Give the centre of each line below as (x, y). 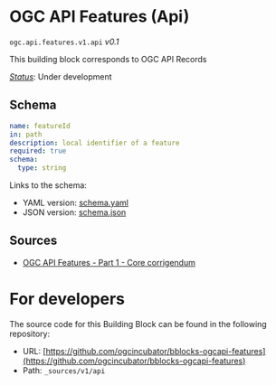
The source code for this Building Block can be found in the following (138, 324)
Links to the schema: (48, 185)
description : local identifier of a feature (95, 143)
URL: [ (34, 351)
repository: (30, 333)
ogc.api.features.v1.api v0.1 (64, 42)
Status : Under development (61, 76)
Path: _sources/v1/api (64, 370)
